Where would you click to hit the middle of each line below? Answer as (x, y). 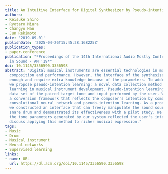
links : (12, 154)
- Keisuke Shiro (22, 19)
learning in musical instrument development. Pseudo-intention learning (87, 89)
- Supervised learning (29, 150)
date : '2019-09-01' (25, 38)
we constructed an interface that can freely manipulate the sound (81, 108)
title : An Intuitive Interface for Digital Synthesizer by (68, 10)
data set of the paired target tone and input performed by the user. (85, 94)
